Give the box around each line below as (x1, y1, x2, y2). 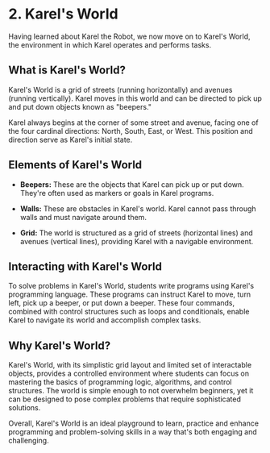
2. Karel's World (8, 5, 118, 23)
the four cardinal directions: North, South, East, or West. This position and (8, 126, 254, 135)
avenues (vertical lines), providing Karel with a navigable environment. (19, 236, 254, 246)
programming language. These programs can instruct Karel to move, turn (8, 289, 251, 299)
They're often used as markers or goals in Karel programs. (19, 188, 214, 197)
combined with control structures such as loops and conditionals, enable (8, 307, 250, 317)
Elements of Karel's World (8, 158, 143, 172)
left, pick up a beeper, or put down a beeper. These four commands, (8, 298, 235, 308)
